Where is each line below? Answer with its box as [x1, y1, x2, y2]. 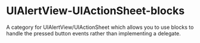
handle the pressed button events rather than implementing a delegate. [6, 29, 181, 37]
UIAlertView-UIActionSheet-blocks [6, 4, 185, 18]
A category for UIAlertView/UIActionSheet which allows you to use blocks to [6, 24, 194, 31]
